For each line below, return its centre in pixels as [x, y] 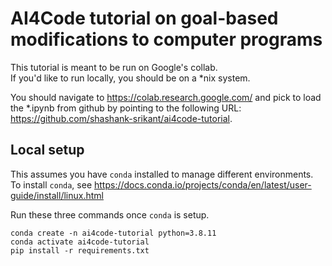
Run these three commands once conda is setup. [110, 214]
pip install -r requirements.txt [80, 250]
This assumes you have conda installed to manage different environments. [162, 174]
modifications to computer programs [166, 39]
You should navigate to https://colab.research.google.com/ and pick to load [166, 97]
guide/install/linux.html [57, 195]
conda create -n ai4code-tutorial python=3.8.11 [113, 233]
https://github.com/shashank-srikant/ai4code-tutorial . [121, 118]
